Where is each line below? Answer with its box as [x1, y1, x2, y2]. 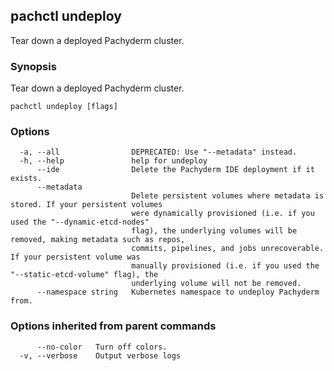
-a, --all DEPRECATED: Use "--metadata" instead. [19, 147, 298, 158]
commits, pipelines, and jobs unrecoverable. [131, 244, 325, 254]
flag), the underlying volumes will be [131, 226, 298, 236]
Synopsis [10, 59, 57, 73]
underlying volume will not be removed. [131, 279, 302, 289]
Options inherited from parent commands [10, 319, 217, 333]
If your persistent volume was [10, 252, 141, 263]
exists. [10, 174, 43, 184]
